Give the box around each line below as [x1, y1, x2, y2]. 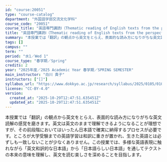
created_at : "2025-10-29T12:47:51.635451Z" [9, 95, 101, 100]
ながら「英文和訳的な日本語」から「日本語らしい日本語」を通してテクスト [9, 146, 162, 152]
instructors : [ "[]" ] [5, 77, 48, 82]
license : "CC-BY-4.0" [5, 86, 50, 91]
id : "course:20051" [5, 7, 46, 12]
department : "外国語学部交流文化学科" [5, 16, 78, 21]
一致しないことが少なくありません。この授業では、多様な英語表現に [18, 139, 158, 145]
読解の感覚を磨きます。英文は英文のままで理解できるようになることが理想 [5, 121, 158, 127]
